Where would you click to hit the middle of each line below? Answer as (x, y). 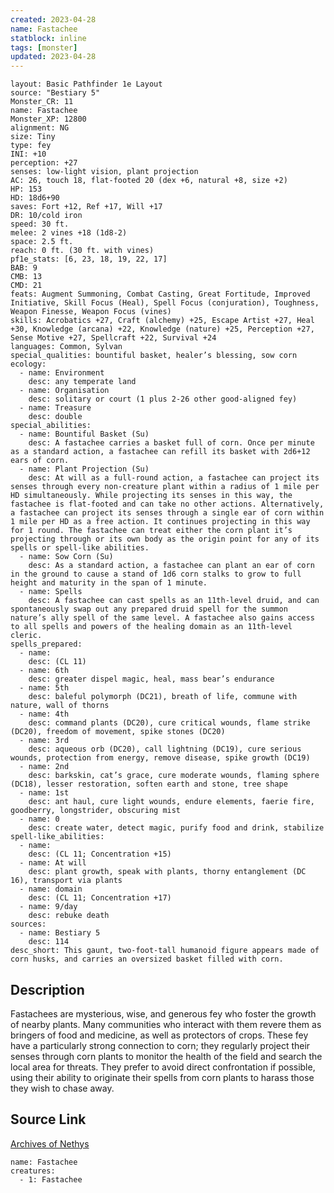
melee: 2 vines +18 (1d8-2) (69, 233)
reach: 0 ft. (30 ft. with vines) (82, 251)
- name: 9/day (48, 907)
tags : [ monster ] (44, 47)
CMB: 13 (26, 277)
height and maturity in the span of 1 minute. (109, 583)
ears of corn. (40, 461)
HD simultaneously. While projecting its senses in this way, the (151, 496)
